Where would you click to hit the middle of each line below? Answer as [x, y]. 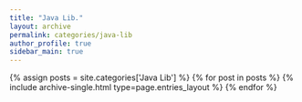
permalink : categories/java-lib [71, 35]
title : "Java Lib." [47, 18]
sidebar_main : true [47, 52]
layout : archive [40, 26]
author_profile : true [51, 43]
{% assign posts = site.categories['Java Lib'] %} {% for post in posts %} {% [151, 77]
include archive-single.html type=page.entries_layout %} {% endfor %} [143, 87]
